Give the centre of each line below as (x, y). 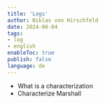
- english (22, 46)
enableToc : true (31, 53)
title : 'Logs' (28, 14)
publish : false (29, 60)
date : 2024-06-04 (33, 27)
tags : (15, 33)
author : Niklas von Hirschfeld (53, 20)
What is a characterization (55, 85)
